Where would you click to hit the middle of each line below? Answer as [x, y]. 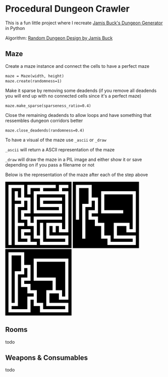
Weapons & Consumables [47, 358]
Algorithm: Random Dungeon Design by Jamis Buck [59, 38]
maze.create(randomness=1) [34, 81]
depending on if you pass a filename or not [50, 164]
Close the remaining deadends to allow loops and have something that [78, 115]
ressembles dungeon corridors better [44, 120]
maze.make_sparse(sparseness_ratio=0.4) [48, 106]
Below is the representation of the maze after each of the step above [77, 175]
